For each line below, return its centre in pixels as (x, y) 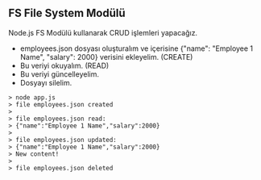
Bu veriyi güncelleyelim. (59, 74)
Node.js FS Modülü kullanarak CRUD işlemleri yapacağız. (103, 32)
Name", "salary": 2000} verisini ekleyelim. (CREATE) (106, 57)
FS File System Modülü (67, 13)
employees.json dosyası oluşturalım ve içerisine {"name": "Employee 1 (137, 48)
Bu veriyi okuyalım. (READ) (64, 65)
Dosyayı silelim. (46, 82)
